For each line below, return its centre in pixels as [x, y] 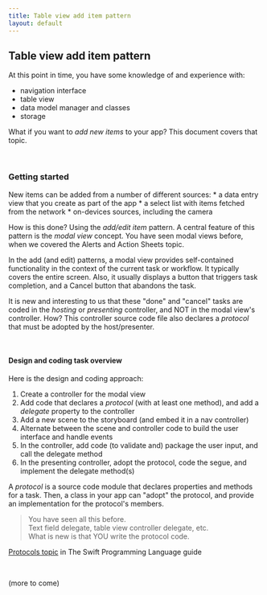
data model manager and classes [75, 108]
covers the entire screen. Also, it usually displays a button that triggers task [133, 277]
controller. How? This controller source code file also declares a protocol [129, 318]
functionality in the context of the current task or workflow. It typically [124, 268]
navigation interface [53, 91]
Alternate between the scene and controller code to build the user [129, 428]
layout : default [35, 23]
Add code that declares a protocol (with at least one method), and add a [139, 402]
